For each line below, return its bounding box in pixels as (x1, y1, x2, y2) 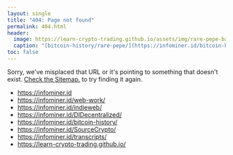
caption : (13, 42, 39, 49)
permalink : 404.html (7, 23, 67, 30)
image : (13, 36, 33, 43)
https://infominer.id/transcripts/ (17, 132, 107, 140)
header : (7, 29, 30, 37)
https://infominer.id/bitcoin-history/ (17, 118, 118, 126)
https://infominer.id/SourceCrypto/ (17, 125, 116, 134)
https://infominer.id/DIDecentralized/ (17, 110, 123, 118)
